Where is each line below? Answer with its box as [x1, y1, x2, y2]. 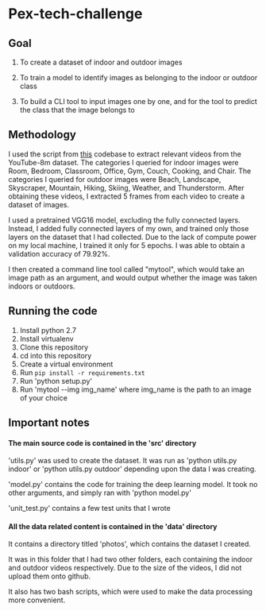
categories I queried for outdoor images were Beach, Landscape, [8, 174, 222, 184]
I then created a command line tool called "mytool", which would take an [8, 264, 245, 274]
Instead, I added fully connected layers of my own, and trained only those [8, 223, 249, 233]
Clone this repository [19, 342, 89, 352]
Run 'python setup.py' [19, 376, 93, 385]
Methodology [8, 128, 77, 141]
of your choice [19, 393, 68, 402]
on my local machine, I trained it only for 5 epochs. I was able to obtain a [8, 240, 245, 250]
